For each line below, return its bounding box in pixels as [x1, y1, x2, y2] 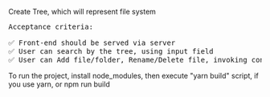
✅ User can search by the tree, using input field [8, 47, 214, 55]
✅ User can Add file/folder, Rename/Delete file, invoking [8, 55, 247, 64]
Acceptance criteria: [8, 22, 94, 31]
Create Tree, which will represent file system [8, 7, 157, 16]
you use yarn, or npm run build [8, 79, 110, 89]
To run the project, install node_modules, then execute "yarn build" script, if [8, 71, 259, 80]
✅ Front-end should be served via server [8, 38, 176, 47]
